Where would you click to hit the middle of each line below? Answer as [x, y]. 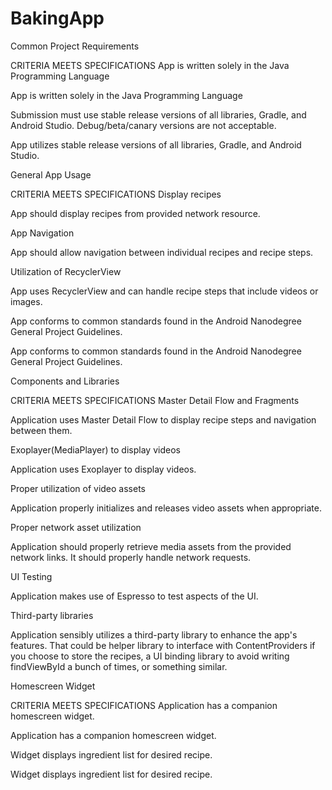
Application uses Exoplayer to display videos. [103, 469]
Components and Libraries [65, 381]
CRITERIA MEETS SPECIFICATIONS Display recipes [116, 194]
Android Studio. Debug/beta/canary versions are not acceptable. [143, 125]
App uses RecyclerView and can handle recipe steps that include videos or [164, 291]
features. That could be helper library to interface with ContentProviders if [163, 645]
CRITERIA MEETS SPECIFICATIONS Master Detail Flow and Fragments [155, 400]
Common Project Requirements [75, 46]
